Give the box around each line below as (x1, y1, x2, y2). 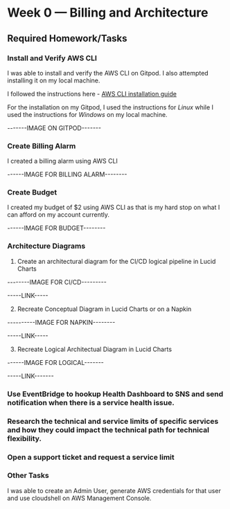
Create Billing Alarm (7, 141, 76, 150)
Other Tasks (7, 471, 50, 481)
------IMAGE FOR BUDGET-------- (7, 224, 106, 233)
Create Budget (7, 188, 57, 197)
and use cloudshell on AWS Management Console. (7, 494, 152, 502)
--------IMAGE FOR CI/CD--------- (7, 278, 107, 286)
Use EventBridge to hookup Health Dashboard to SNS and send (7, 389, 224, 399)
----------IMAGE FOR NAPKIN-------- (7, 318, 116, 326)
